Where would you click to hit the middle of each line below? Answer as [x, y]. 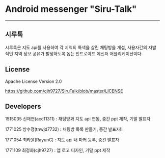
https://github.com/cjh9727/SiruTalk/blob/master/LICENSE [64, 91]
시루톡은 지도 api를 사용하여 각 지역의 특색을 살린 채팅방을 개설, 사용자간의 [76, 47]
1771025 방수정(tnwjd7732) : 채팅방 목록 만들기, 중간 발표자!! [64, 129]
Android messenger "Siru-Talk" [71, 9]
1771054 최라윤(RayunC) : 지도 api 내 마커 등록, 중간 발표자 [62, 140]
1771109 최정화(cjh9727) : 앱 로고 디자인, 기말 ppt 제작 [58, 150]
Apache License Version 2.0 [34, 81]
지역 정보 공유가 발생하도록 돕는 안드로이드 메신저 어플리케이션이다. [78, 53]
